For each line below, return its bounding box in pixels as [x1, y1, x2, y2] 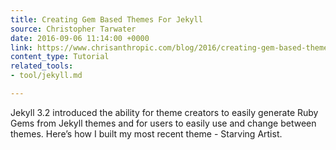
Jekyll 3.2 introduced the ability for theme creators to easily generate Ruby [10, 106, 319, 118]
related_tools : [10, 61, 74, 71]
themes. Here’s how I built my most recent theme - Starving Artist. [10, 127, 283, 140]
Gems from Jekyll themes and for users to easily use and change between [10, 117, 317, 129]
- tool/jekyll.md [10, 71, 83, 81]
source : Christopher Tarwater [10, 24, 137, 34]
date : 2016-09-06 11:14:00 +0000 [10, 33, 150, 43]
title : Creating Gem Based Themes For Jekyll [10, 14, 203, 25]
